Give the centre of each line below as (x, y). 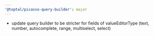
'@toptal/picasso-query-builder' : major (46, 9)
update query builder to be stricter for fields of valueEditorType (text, (80, 23)
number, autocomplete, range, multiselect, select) (61, 28)
